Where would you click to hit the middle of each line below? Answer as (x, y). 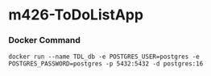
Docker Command (44, 40)
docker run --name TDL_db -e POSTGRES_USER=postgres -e (104, 57)
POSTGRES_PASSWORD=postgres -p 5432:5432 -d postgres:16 (106, 64)
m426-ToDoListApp (76, 15)
